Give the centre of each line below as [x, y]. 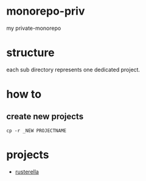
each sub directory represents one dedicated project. [73, 69]
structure [30, 53]
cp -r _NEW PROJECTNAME [36, 130]
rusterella [27, 171]
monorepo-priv [46, 11]
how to [24, 94]
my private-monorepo [34, 28]
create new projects [45, 117]
